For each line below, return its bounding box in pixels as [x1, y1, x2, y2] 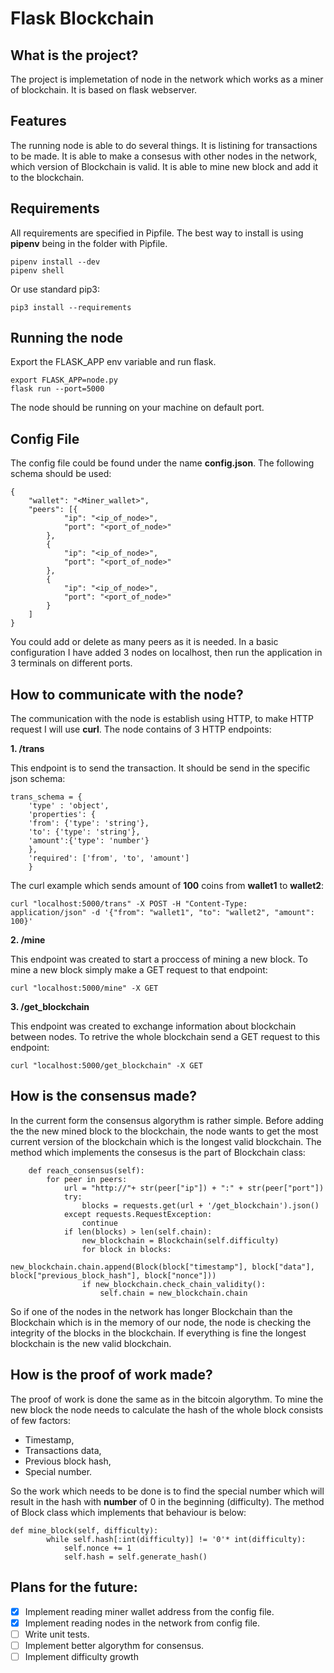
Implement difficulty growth [24, 1650, 139, 1662]
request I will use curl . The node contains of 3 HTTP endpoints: [10, 723, 272, 736]
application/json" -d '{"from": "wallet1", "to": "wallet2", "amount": [10, 908, 315, 918]
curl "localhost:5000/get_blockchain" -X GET [10, 1061, 203, 1071]
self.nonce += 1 [63, 1543, 132, 1553]
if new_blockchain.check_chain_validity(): [81, 1279, 267, 1289]
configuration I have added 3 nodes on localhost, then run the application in [10, 647, 323, 659]
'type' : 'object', [28, 801, 110, 811]
